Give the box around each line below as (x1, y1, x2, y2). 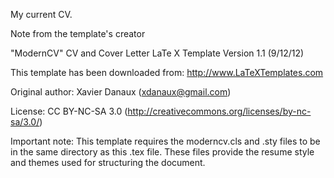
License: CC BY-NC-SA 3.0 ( (10, 105, 128, 117)
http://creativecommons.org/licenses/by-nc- (127, 105, 312, 117)
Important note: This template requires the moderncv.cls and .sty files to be (10, 135, 321, 147)
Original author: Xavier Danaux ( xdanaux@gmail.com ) (10, 86, 232, 98)
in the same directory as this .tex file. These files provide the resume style (10, 146, 315, 158)
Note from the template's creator (10, 28, 146, 39)
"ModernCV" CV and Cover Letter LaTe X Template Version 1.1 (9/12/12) (10, 47, 305, 59)
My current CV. (10, 9, 73, 20)
